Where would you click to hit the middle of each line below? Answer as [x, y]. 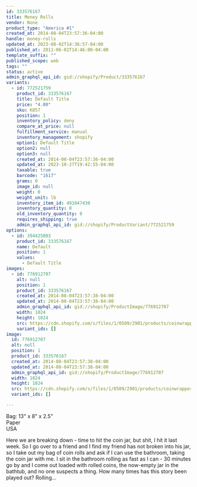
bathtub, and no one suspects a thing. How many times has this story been [96, 471]
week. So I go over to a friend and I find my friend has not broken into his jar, [98, 446]
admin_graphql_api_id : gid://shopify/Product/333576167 [76, 77]
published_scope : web [33, 61]
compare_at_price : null [46, 126]
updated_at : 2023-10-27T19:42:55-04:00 [65, 165]
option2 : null [34, 148]
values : [26, 258]
